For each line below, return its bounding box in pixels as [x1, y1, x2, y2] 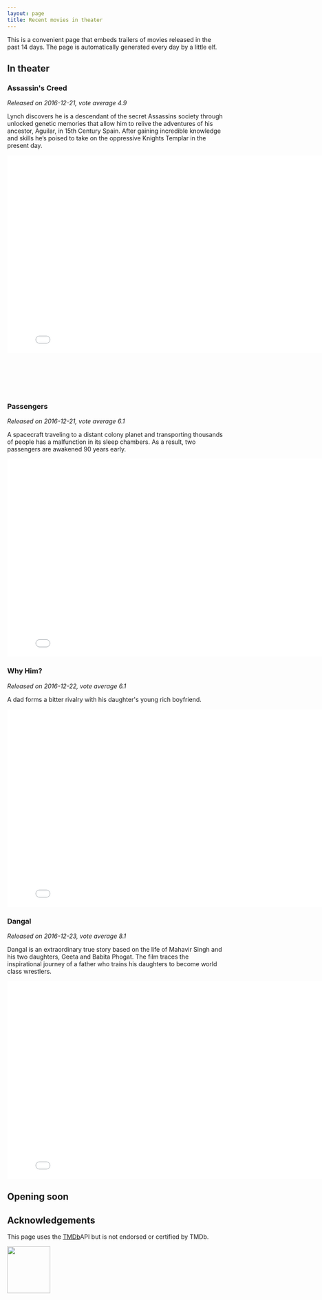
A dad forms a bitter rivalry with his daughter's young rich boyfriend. [7, 695, 202, 703]
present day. [7, 142, 43, 150]
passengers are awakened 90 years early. [7, 445, 126, 454]
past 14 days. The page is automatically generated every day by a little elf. [7, 43, 217, 51]
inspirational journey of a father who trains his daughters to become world [7, 960, 217, 968]
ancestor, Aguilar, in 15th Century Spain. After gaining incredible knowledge [7, 127, 222, 135]
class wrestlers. [7, 968, 52, 976]
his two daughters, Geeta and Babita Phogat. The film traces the [7, 952, 189, 961]
